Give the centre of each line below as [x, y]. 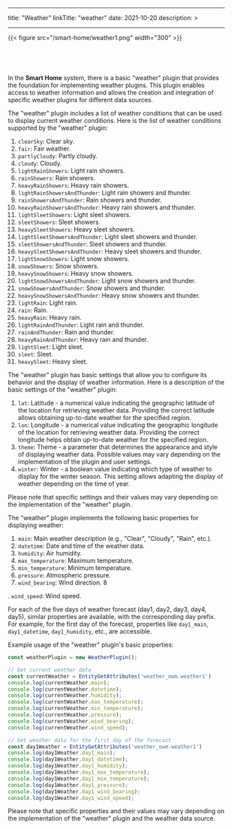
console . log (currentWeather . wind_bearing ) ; [71, 721]
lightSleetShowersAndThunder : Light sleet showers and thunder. [108, 237]
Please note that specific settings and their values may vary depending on [113, 497]
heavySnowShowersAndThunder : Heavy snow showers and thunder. [109, 295]
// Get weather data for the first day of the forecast [89, 740]
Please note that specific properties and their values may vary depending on [116, 811]
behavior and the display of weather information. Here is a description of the [116, 382]
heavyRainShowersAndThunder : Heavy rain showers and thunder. [106, 207]
